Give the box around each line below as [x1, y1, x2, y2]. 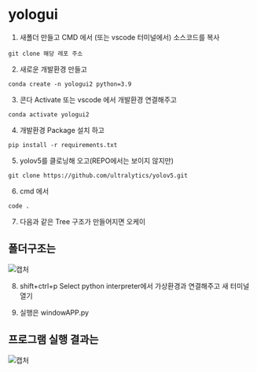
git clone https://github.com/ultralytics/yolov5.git [8, 171, 189, 179]
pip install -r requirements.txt [8, 141, 118, 149]
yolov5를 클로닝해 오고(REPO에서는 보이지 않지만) [19, 156, 174, 165]
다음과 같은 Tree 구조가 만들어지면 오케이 [19, 216, 146, 226]
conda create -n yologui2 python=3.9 [8, 80, 132, 88]
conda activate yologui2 [8, 110, 90, 119]
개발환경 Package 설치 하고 [19, 125, 105, 134]
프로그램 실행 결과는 [8, 333, 99, 347]
